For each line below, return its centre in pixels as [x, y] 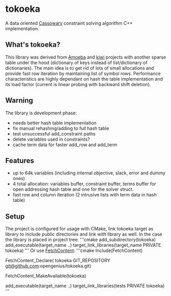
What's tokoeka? [33, 45]
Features [20, 160]
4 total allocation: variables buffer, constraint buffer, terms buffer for [84, 184]
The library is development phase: [41, 113]
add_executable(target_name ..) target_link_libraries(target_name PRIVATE [83, 245]
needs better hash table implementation [55, 123]
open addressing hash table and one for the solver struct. [73, 189]
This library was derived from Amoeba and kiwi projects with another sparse [86, 57]
